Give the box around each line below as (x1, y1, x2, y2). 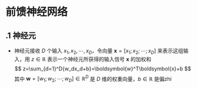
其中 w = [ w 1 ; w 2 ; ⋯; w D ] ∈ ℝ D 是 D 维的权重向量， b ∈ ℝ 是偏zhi (14, 74, 172, 84)
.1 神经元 (5, 31, 37, 40)
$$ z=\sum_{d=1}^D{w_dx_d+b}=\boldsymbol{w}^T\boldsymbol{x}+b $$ (14, 65, 192, 72)
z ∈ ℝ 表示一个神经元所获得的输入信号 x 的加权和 (31, 55, 152, 62)
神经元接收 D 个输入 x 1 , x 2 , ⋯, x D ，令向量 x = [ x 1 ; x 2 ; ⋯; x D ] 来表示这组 (14, 48, 183, 56)
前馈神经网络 (5, 5, 68, 19)
